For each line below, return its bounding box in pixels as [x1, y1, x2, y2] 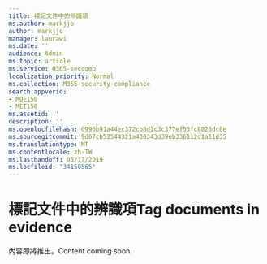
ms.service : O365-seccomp [8, 65, 96, 73]
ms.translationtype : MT [8, 140, 89, 149]
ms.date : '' [8, 42, 49, 50]
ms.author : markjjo [8, 19, 75, 28]
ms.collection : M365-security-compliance [8, 80, 151, 88]
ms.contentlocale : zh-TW [8, 148, 93, 156]
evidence [8, 219, 73, 236]
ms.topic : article [8, 58, 71, 66]
